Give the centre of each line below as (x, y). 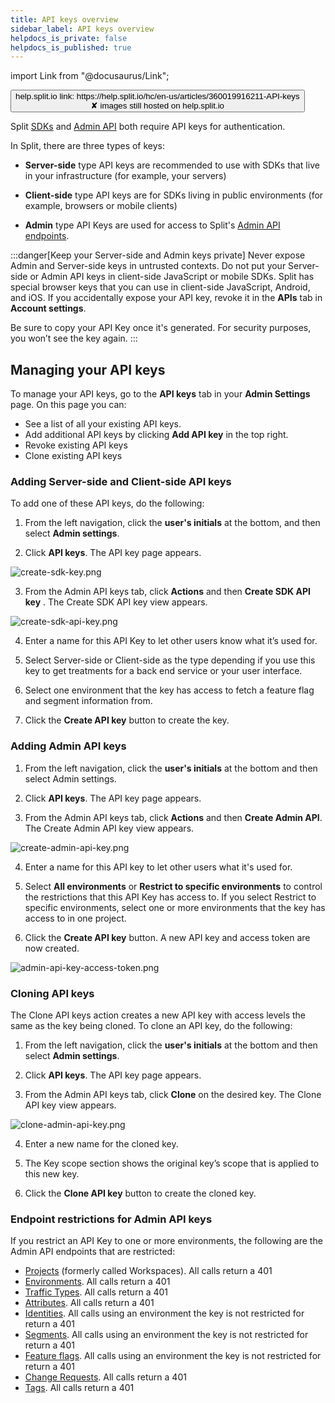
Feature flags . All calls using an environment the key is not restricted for (173, 1356)
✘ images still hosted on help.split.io (157, 106)
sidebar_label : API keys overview (82, 29)
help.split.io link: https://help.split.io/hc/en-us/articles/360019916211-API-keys (157, 96)
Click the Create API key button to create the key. (127, 720)
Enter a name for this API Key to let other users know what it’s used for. (171, 641)
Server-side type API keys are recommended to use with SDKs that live (172, 165)
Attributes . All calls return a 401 (89, 1303)
